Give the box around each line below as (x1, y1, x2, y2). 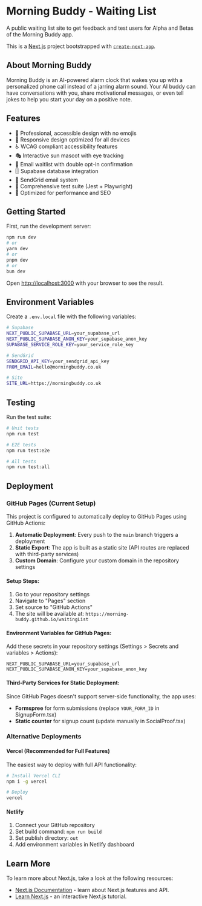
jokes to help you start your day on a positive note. (6, 95, 132, 103)
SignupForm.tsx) (15, 710, 57, 718)
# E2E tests (6, 441, 36, 448)
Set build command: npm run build (15, 828, 102, 836)
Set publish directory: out (15, 834, 79, 842)
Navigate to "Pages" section (15, 597, 86, 605)
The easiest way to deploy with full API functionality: (6, 761, 137, 768)
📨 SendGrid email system (15, 176, 79, 183)
